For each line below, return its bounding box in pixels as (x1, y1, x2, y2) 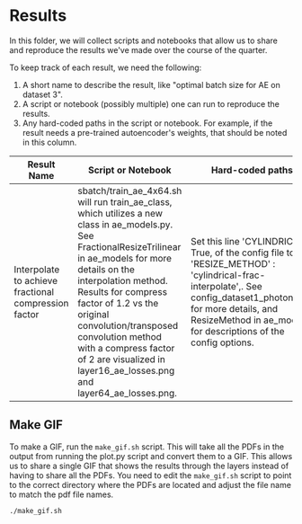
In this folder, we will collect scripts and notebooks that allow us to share (9, 35, 279, 46)
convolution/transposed (77, 319, 179, 332)
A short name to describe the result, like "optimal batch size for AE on (22, 79, 280, 90)
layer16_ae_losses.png (77, 364, 175, 377)
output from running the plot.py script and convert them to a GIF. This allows (9, 450, 293, 461)
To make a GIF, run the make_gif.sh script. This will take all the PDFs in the (9, 441, 285, 452)
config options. (190, 336, 254, 349)
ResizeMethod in (190, 314, 262, 326)
